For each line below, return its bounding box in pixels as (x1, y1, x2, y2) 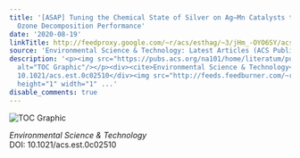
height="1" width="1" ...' (17, 79, 118, 88)
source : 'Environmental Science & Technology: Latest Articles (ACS (9, 46, 270, 55)
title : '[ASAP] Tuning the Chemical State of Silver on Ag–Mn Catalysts (9, 12, 286, 22)
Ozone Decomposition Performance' (17, 21, 146, 30)
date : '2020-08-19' (9, 29, 82, 38)
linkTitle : (9, 37, 50, 47)
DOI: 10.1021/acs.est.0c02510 (9, 139, 117, 150)
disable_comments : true (9, 87, 98, 96)
